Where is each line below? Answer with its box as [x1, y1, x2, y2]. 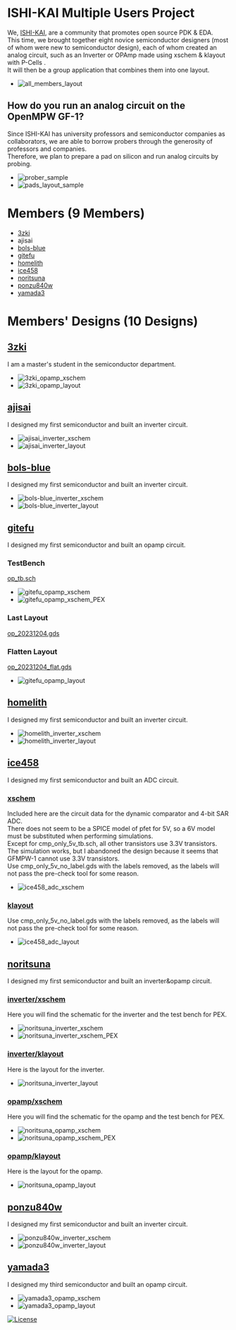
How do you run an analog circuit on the [7, 100, 185, 112]
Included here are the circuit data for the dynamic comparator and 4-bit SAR [7, 809, 229, 818]
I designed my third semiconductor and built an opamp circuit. [7, 1280, 188, 1288]
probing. [7, 159, 32, 168]
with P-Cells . [7, 58, 46, 66]
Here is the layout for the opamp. [7, 1167, 104, 1176]
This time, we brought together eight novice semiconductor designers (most [7, 35, 229, 44]
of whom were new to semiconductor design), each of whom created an [7, 43, 217, 51]
